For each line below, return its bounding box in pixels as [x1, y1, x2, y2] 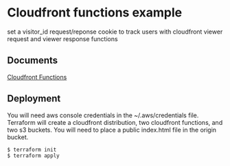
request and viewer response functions [7, 34, 118, 43]
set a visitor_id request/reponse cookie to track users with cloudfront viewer [7, 27, 223, 36]
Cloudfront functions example [7, 5, 183, 21]
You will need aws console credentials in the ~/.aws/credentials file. [7, 111, 199, 119]
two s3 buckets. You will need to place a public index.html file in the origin [7, 126, 217, 134]
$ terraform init [7, 146, 57, 153]
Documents [7, 55, 58, 67]
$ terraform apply [7, 152, 60, 159]
